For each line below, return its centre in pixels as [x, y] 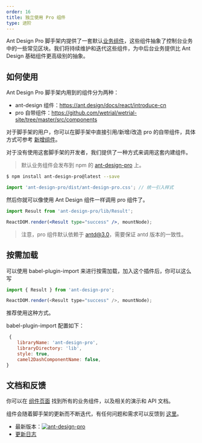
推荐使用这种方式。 [30, 313]
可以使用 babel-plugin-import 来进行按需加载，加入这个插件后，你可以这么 [99, 271]
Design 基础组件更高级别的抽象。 [47, 56]
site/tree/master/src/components [56, 120]
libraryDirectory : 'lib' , [50, 348]
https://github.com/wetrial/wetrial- [94, 113]
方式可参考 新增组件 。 [33, 140]
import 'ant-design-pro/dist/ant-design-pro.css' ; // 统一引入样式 [90, 187]
